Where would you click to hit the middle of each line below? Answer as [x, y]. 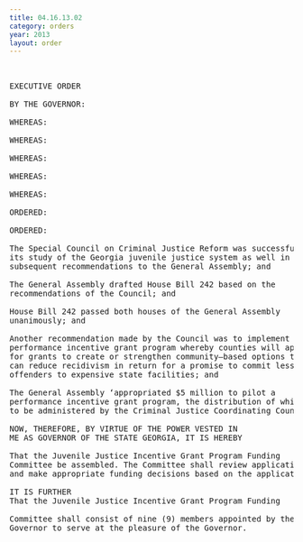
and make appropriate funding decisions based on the [131, 474]
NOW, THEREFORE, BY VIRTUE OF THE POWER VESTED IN [124, 429]
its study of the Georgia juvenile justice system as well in [150, 257]
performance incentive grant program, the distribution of [143, 402]
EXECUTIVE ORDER [45, 86]
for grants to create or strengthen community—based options [147, 357]
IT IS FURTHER [41, 492]
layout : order [36, 43]
